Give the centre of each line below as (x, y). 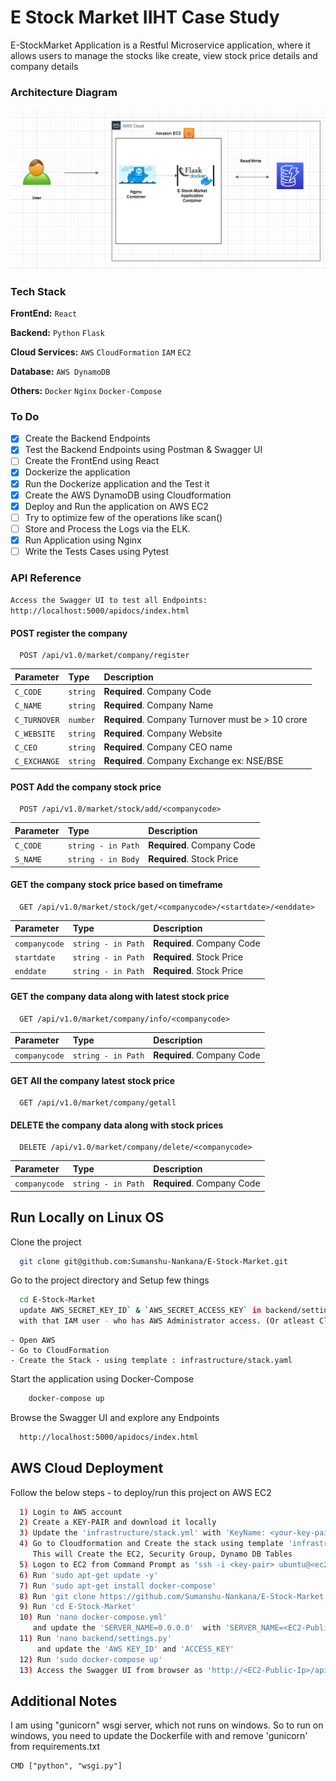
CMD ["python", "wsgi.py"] (66, 1766)
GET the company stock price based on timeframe (116, 885)
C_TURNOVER (37, 720)
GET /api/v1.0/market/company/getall (98, 1103)
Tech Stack (38, 291)
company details (44, 66)
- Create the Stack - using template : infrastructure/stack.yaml (151, 1361)
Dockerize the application (77, 472)
